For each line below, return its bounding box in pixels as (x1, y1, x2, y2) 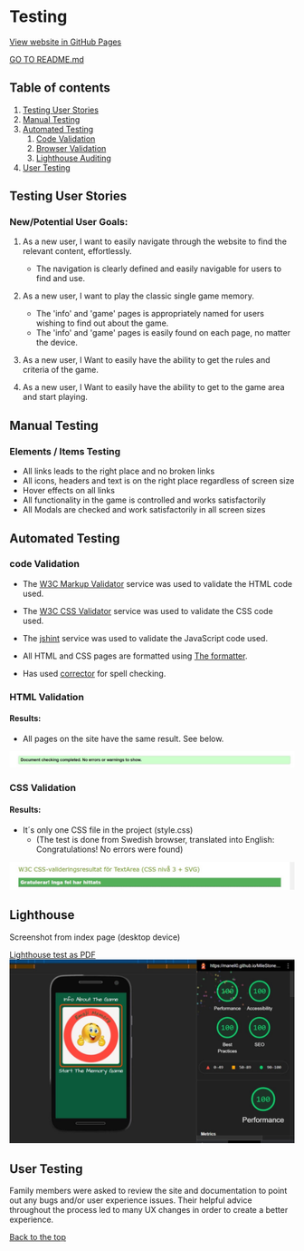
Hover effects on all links (22, 485, 116, 496)
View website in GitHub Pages (9, 36, 122, 47)
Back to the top (9, 1232, 66, 1243)
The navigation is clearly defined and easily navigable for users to (35, 263, 282, 274)
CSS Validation (9, 782, 77, 795)
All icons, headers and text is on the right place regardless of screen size (22, 475, 295, 486)
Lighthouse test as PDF (9, 949, 97, 960)
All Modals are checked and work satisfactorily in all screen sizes (22, 504, 266, 515)
